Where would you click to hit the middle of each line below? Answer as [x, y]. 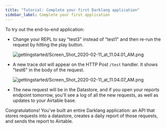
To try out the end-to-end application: [45, 29]
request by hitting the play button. [48, 44]
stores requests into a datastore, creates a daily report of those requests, [82, 116]
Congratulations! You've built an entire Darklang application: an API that [80, 110]
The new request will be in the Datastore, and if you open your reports [86, 89]
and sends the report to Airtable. [39, 121]
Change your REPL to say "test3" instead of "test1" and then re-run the [87, 39]
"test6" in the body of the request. [48, 70]
